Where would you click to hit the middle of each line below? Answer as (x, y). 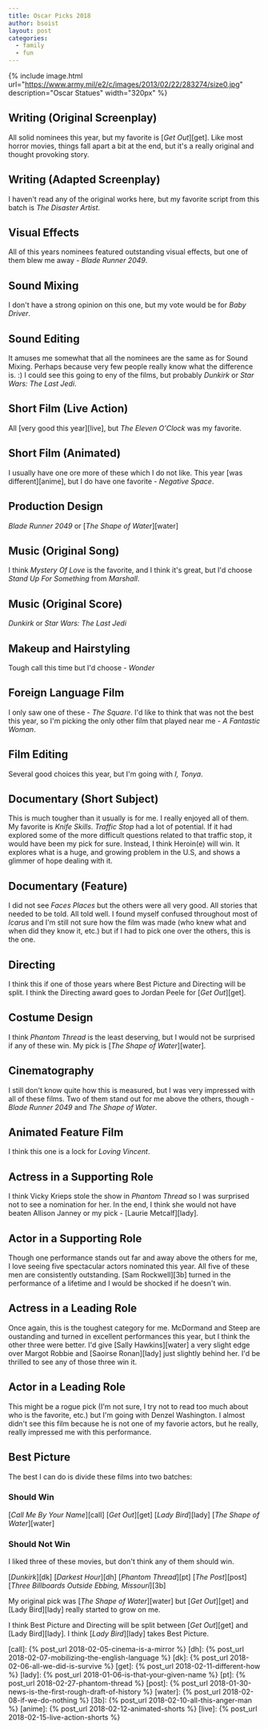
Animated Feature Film (66, 1133)
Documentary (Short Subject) (84, 799)
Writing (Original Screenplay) (83, 118)
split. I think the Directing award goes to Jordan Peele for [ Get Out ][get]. (127, 992)
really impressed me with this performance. (80, 1431)
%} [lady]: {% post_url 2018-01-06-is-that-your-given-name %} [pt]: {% (127, 1675)
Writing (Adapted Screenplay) (84, 180)
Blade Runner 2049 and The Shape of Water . (83, 1107)
